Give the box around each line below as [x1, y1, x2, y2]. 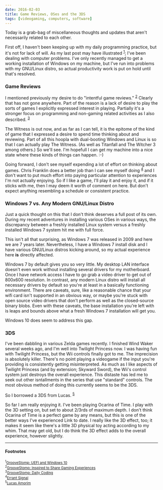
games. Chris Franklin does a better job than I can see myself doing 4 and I [5, 166, 154, 173]
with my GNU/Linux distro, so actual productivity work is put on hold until [5, 66, 151, 72]
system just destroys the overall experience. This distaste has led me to [5, 372, 148, 377]
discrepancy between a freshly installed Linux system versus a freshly [5, 221, 146, 227]
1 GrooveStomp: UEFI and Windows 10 [5, 459, 67, 465]
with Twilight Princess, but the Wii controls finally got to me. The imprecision [5, 351, 158, 356]
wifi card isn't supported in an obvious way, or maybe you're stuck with [5, 292, 148, 298]
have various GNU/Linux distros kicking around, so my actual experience [5, 247, 150, 253]
